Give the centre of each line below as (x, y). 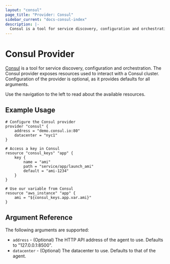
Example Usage (30, 110)
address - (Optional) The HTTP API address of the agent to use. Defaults (88, 240)
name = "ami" (37, 162)
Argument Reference (39, 217)
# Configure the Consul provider (40, 122)
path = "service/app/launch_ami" (59, 166)
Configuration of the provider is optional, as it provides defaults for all (78, 79)
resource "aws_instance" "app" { (40, 193)
